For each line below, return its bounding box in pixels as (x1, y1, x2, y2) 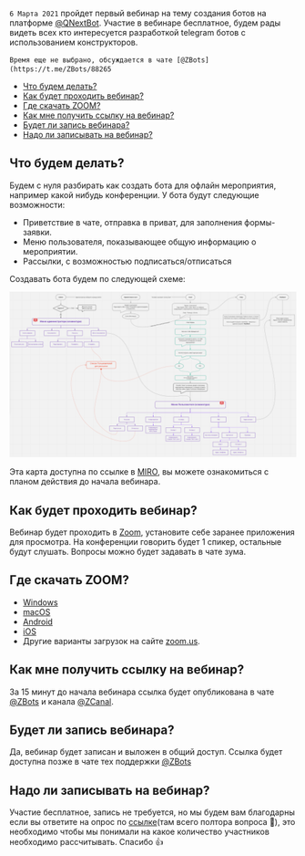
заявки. (22, 226, 53, 237)
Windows (22, 597, 58, 608)
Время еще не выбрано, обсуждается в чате (9, 56, 173, 65)
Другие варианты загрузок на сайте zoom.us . (22, 635, 200, 646)
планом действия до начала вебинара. (9, 476, 161, 487)
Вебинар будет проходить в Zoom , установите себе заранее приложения (9, 527, 296, 538)
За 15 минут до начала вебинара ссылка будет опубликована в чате (9, 686, 275, 697)
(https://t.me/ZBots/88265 (9, 65, 112, 74)
